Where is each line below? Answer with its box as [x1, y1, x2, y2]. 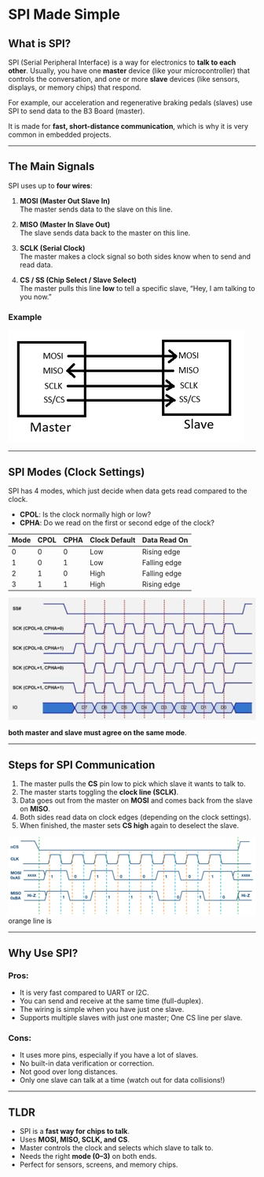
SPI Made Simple [8, 6, 120, 24]
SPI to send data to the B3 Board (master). [8, 106, 145, 116]
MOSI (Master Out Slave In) [19, 196, 111, 205]
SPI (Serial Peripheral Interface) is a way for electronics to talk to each [8, 57, 236, 67]
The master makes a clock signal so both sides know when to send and [19, 252, 251, 261]
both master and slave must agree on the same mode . [8, 728, 187, 737]
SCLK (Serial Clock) [19, 243, 86, 252]
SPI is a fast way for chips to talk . [19, 1127, 130, 1136]
